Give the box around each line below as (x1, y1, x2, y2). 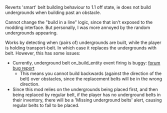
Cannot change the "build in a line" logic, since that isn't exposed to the (5, 19, 153, 25)
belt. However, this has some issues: (5, 50, 80, 56)
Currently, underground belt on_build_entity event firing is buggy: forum (12, 60, 161, 65)
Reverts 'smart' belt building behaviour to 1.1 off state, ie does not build (5, 4, 151, 10)
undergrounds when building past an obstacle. (5, 9, 101, 15)
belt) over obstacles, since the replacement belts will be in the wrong (19, 76, 162, 81)
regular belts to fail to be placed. (12, 102, 79, 108)
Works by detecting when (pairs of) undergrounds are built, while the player (5, 39, 161, 45)
